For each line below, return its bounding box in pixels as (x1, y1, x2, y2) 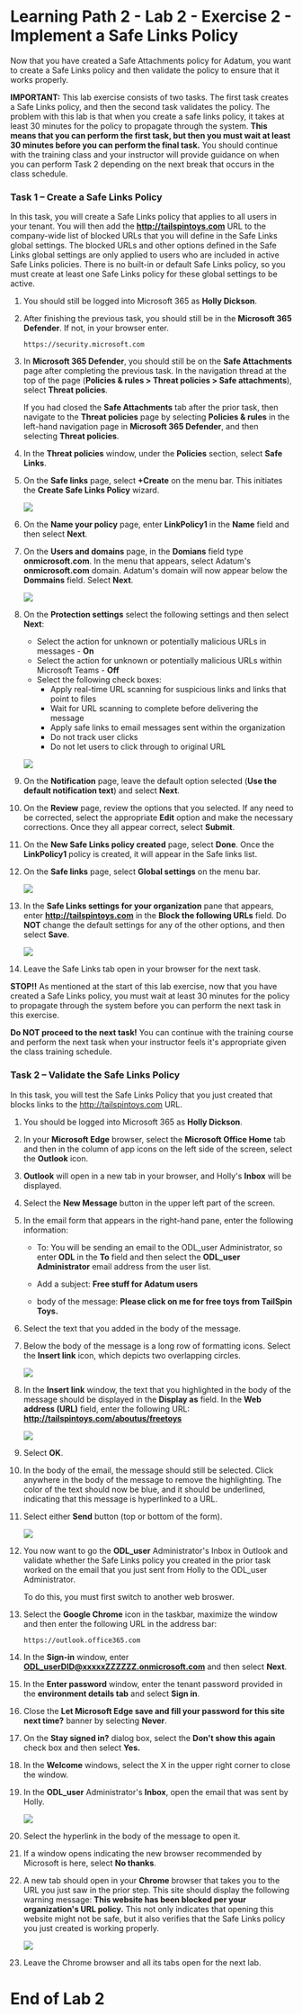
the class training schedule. (10, 1046, 112, 1057)
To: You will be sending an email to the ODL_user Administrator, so (36, 1242, 283, 1252)
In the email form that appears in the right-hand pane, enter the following (22, 1215, 294, 1225)
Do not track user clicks (49, 732, 138, 743)
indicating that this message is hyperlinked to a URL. (22, 1493, 218, 1504)
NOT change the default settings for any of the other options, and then (22, 920, 286, 931)
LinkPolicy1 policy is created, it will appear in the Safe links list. (22, 849, 258, 860)
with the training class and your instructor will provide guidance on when (10, 149, 280, 159)
